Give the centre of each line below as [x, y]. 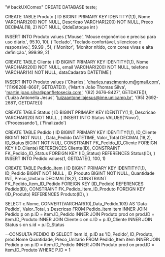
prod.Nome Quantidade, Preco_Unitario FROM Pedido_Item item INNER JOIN [83, 239]
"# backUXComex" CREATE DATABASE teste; [51, 7]
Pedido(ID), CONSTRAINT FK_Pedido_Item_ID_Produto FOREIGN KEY [75, 189]
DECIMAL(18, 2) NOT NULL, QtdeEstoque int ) [51, 27]
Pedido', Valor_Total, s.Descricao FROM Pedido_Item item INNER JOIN [76, 209]
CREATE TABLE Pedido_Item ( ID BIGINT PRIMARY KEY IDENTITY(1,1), [76, 168]
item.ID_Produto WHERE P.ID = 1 [38, 250]
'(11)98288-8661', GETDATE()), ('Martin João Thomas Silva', [66, 87]
